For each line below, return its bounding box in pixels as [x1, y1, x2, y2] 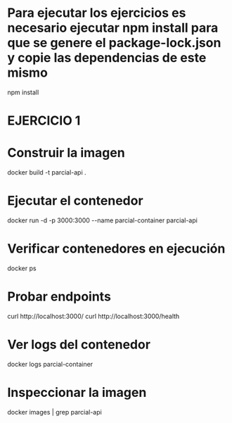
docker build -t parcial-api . [7, 168, 86, 177]
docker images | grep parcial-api [7, 408, 102, 416]
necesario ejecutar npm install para [7, 20, 219, 36]
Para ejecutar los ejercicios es [7, 5, 186, 21]
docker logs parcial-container [7, 360, 94, 368]
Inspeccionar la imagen [7, 385, 147, 400]
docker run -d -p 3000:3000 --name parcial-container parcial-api [7, 216, 198, 225]
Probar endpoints [7, 289, 111, 305]
